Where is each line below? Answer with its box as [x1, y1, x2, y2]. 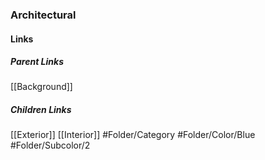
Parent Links [10, 56, 64, 68]
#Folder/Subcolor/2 [10, 139, 91, 152]
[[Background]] [10, 81, 73, 93]
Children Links [10, 104, 72, 116]
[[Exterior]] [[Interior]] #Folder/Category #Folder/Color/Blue [10, 129, 256, 141]
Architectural [10, 8, 77, 22]
